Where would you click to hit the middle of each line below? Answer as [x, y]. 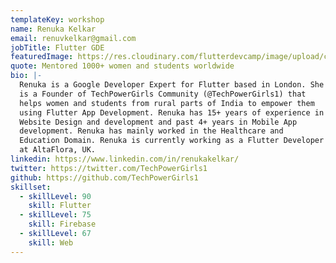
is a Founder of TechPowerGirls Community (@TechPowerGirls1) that [163, 94]
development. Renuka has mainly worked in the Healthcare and [151, 131]
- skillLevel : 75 [55, 215]
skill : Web [51, 242]
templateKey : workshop [57, 19]
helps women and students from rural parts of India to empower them [167, 103]
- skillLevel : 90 [55, 196]
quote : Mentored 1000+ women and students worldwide [122, 66]
